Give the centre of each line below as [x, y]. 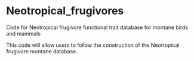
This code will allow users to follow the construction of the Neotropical [93, 45]
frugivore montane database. [42, 51]
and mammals [23, 33]
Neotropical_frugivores [65, 11]
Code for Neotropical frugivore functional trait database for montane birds [97, 27]
